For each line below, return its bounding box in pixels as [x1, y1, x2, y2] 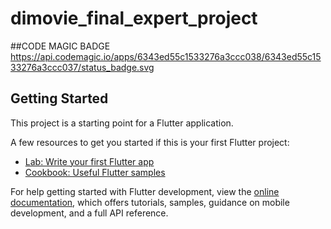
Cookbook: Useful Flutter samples [24, 166, 166, 178]
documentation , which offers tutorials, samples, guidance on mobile [10, 196, 290, 208]
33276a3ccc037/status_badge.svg [10, 61, 155, 73]
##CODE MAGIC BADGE [10, 40, 111, 52]
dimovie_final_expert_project [10, 7, 258, 30]
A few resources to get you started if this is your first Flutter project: [10, 136, 290, 148]
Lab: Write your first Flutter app [24, 155, 155, 167]
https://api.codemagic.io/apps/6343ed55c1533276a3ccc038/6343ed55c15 [10, 50, 322, 62]
